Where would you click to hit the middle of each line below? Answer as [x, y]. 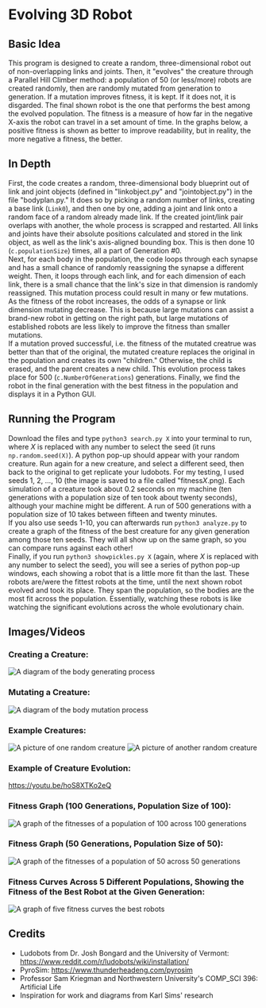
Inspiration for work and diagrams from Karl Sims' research [116, 995]
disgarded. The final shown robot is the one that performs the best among [129, 105]
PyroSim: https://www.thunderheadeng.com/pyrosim [106, 970]
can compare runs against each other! [71, 548]
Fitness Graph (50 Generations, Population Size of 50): [116, 844]
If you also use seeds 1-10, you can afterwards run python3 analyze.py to [128, 523]
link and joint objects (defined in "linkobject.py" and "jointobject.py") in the [130, 191]
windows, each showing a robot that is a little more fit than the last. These [129, 573]
